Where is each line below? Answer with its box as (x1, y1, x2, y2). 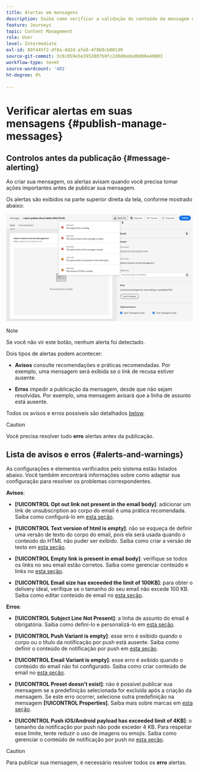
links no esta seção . (14, 568, 64, 575)
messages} (6, 130, 63, 143)
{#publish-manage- (67, 117, 168, 130)
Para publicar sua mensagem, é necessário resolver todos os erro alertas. (6, 759, 187, 766)
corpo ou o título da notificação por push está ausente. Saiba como (14, 639, 179, 646)
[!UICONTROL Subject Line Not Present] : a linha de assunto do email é (14, 615, 190, 622)
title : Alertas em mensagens (6, 9, 78, 15)
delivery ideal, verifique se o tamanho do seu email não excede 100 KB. (14, 586, 190, 593)
